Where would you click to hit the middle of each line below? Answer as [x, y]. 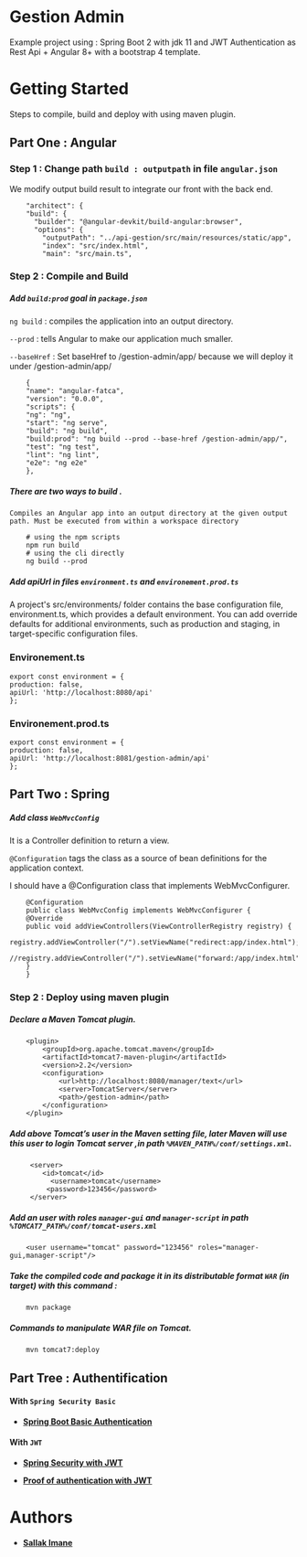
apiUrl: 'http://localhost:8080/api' [81, 692]
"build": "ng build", [67, 432]
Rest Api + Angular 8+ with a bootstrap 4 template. [105, 51]
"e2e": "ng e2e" [57, 464]
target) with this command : [64, 1285]
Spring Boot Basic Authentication [87, 1421]
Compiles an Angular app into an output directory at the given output [148, 514]
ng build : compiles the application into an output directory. [122, 321]
